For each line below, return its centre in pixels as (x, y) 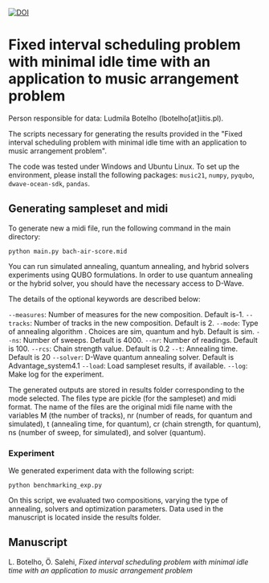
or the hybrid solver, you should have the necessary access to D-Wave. (126, 283)
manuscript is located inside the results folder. (85, 517)
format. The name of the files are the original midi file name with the (120, 406)
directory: (24, 236)
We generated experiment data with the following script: (101, 471)
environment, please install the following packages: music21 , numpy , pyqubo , (132, 175)
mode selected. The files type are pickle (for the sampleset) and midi (122, 398)
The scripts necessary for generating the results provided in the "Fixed (126, 133)
